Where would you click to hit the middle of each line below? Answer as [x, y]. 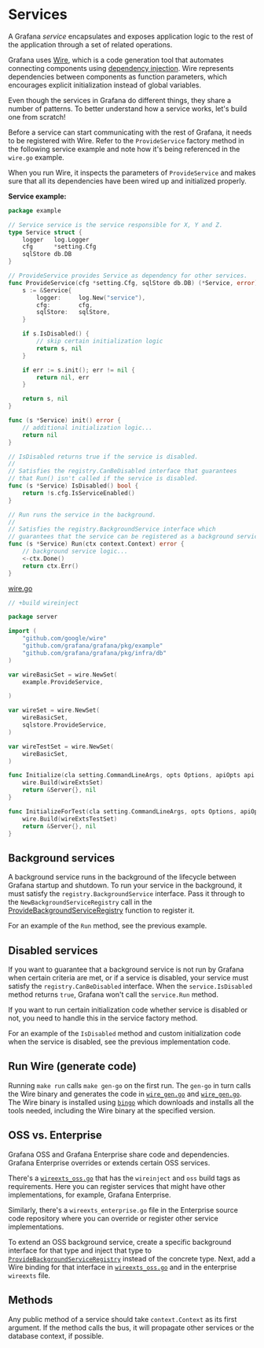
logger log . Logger [56, 239]
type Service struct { [45, 232]
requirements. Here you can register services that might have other [117, 1186]
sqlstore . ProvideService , [65, 725]
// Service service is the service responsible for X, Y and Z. [115, 225]
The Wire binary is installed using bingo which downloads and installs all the [131, 1102]
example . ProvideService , [63, 682]
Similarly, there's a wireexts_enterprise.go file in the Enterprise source [123, 1209]
